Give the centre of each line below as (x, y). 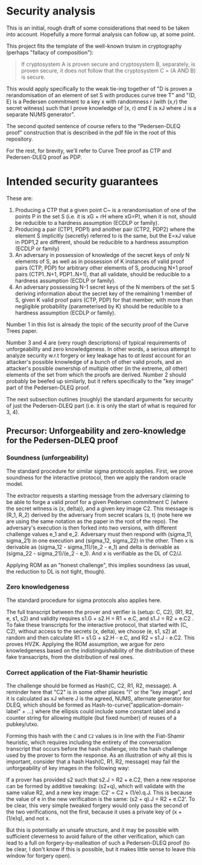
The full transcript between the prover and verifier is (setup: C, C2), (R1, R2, (100, 612)
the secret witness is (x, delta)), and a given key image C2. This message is (100, 508)
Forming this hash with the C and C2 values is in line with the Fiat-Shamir (96, 736)
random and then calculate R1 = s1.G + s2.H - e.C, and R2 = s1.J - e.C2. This (100, 637)
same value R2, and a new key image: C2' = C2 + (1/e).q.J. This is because (99, 792)
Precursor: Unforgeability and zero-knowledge (96, 431)
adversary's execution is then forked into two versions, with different (92, 528)
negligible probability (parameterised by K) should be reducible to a (99, 306)
